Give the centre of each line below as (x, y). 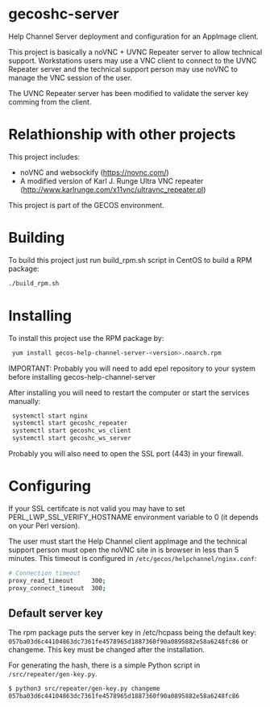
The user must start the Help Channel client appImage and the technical (128, 541)
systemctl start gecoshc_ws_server (71, 439)
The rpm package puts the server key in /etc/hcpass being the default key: (132, 633)
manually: (25, 401)
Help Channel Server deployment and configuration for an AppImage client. (134, 36)
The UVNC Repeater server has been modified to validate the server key (129, 93)
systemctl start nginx (50, 416)
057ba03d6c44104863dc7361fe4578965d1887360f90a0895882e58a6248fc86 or (128, 641)
